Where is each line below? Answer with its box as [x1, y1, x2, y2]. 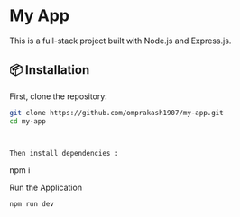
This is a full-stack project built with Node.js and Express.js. [9, 35, 232, 46]
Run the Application [9, 182, 83, 194]
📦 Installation [9, 62, 90, 77]
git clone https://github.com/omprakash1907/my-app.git [9, 108, 224, 117]
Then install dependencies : [9, 149, 119, 158]
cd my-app [9, 116, 47, 126]
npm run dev [9, 200, 54, 209]
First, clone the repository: [9, 91, 108, 102]
